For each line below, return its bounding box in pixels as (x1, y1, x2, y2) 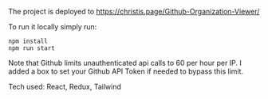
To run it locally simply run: (8, 22, 97, 31)
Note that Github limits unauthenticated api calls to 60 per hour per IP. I (8, 59, 242, 67)
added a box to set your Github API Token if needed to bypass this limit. (8, 67, 244, 76)
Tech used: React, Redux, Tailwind (8, 82, 121, 91)
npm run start (8, 44, 56, 52)
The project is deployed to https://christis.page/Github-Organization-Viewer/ (8, 7, 260, 16)
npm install (8, 37, 48, 45)
